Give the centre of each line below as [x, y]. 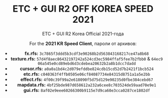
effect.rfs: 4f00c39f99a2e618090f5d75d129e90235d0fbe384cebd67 [87, 79]
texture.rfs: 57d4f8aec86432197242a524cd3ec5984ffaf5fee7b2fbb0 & [80, 58]
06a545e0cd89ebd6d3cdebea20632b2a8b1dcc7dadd [87, 63]
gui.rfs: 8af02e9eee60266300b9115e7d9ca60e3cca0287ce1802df [87, 90]
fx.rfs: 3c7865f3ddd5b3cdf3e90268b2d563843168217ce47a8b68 [87, 53]
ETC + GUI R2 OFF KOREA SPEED [83, 9]
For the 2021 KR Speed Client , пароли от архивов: [83, 43]
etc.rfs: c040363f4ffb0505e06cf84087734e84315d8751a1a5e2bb [87, 74]
